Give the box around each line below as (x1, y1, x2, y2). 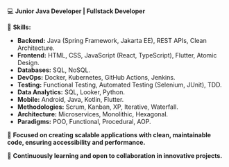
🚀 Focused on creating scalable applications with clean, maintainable (7, 131, 212, 139)
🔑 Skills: (7, 23, 31, 31)
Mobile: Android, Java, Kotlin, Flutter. (17, 96, 124, 103)
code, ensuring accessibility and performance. (7, 139, 146, 146)
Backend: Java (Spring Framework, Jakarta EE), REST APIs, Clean (17, 37, 207, 44)
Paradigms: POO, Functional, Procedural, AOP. (17, 118, 151, 125)
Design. (17, 59, 40, 67)
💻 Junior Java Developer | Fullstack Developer (7, 7, 146, 15)
